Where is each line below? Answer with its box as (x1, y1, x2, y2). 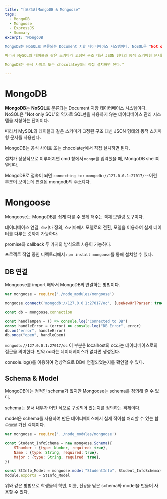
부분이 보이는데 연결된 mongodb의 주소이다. (5, 179, 91, 185)
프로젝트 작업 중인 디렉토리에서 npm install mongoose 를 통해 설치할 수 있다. (5, 251, 153, 257)
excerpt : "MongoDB (5, 35, 43, 40)
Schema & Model (5, 374, 59, 382)
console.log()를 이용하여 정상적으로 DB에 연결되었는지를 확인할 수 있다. (5, 359, 144, 365)
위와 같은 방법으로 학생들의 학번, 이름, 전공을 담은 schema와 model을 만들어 (5, 483, 153, 489)
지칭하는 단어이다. (14, 118, 49, 124)
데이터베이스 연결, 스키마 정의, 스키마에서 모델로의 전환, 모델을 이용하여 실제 (5, 224, 153, 230)
